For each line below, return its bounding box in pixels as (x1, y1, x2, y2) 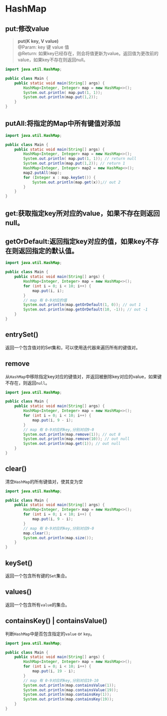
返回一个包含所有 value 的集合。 (5, 601, 70, 607)
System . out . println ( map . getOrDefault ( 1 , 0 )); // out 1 (23, 302, 141, 308)
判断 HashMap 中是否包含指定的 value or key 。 (5, 631, 95, 637)
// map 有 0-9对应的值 (23, 297, 67, 303)
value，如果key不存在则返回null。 (17, 57, 88, 63)
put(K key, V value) (17, 38, 59, 44)
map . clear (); (23, 531, 51, 536)
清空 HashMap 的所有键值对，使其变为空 (5, 478, 83, 485)
